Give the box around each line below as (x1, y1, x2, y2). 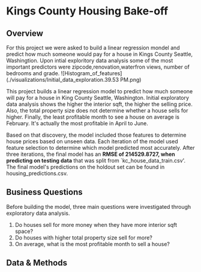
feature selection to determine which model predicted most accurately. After (6, 144, 195, 151)
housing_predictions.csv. (6, 170, 68, 177)
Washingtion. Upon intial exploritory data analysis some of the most (6, 57, 173, 64)
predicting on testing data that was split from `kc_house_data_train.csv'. (6, 157, 186, 164)
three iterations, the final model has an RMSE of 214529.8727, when (6, 150, 175, 158)
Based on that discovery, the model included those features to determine (6, 131, 187, 138)
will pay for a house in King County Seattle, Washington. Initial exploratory (6, 94, 190, 101)
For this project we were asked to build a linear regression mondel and (6, 44, 180, 51)
